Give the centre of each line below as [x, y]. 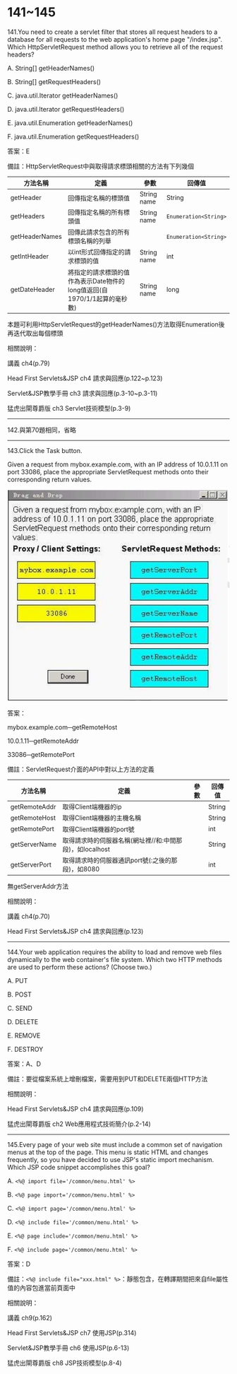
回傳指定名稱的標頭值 [99, 198]
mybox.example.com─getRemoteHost [62, 727]
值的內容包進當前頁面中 [41, 1288]
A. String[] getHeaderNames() [51, 68]
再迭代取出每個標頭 [35, 334]
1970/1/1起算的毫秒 [98, 298]
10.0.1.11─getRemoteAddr [43, 741]
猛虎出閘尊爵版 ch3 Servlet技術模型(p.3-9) [69, 409]
